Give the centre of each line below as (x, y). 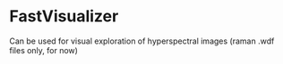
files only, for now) (44, 50)
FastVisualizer (64, 16)
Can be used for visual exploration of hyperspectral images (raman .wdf (142, 41)
